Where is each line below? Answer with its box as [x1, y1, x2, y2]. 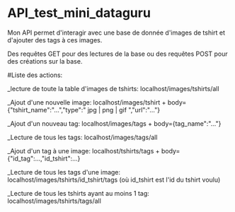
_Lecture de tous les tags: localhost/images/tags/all [7, 133, 158, 141]
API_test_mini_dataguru [7, 5, 151, 21]
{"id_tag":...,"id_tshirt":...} [7, 154, 81, 163]
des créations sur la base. [7, 57, 83, 65]
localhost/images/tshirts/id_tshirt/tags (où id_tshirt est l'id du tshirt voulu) [7, 175, 221, 184]
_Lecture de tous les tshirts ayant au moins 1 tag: [7, 189, 150, 197]
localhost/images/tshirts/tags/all [7, 196, 101, 205]
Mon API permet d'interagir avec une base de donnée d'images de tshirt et [7, 28, 225, 37]
